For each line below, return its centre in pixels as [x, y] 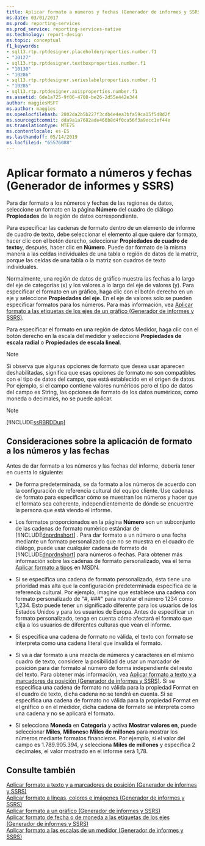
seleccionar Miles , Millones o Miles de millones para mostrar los [96, 732]
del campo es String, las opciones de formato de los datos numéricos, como [102, 392]
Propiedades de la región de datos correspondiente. [72, 216]
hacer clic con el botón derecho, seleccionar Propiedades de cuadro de [97, 241]
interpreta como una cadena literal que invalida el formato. [89, 643]
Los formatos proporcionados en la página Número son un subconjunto [105, 522]
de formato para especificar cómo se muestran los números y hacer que [106, 497]
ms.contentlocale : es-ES [38, 131]
